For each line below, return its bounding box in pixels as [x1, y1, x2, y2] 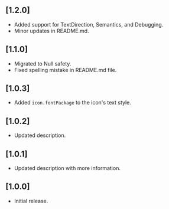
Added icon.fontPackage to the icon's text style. [14, 99, 131, 106]
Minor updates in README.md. [14, 27, 89, 34]
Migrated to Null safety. [14, 60, 71, 67]
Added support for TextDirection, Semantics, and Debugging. [14, 21, 164, 28]
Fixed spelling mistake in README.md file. [14, 66, 117, 73]
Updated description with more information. [14, 165, 121, 172]
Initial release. [14, 197, 48, 204]
